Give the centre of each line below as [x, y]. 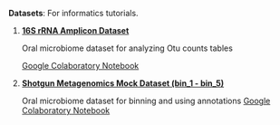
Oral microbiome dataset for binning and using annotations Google [146, 101]
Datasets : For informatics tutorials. [73, 13]
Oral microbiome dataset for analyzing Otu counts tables [127, 48]
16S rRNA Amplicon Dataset [75, 30]
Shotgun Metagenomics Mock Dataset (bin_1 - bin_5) [123, 83]
